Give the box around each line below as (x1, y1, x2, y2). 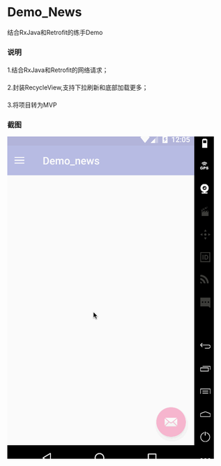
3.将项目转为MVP (7, 101, 57, 109)
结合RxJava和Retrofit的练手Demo (7, 28, 103, 36)
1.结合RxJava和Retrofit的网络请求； (7, 66, 109, 74)
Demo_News (7, 4, 82, 20)
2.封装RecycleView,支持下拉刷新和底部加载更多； (7, 83, 148, 92)
